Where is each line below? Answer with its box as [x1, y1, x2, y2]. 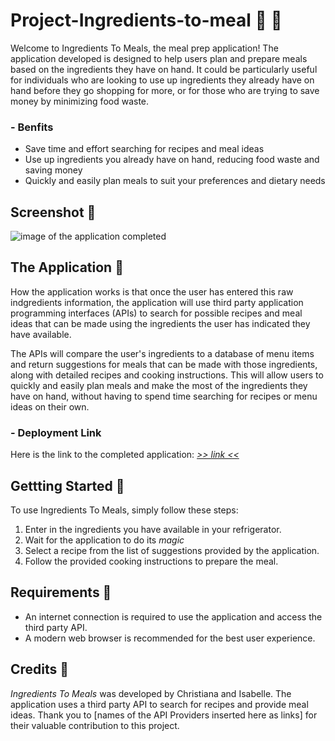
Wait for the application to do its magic [24, 534, 185, 546]
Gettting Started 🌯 [10, 477, 125, 494]
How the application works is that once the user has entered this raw [10, 285, 294, 298]
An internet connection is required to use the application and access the [24, 610, 323, 623]
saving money [24, 164, 83, 176]
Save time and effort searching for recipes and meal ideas [24, 143, 265, 155]
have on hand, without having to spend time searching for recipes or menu [10, 390, 318, 402]
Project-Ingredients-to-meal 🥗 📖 [10, 9, 283, 32]
